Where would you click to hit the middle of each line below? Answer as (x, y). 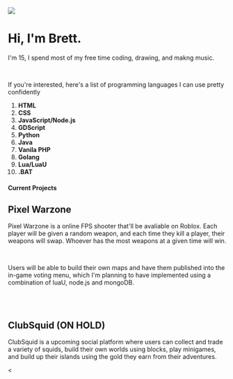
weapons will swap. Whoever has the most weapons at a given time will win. (117, 241)
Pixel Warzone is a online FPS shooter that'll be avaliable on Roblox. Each (113, 226)
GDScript (32, 127)
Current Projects (32, 187)
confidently (24, 92)
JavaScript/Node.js (47, 120)
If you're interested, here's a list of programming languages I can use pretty (116, 84)
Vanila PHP (34, 149)
